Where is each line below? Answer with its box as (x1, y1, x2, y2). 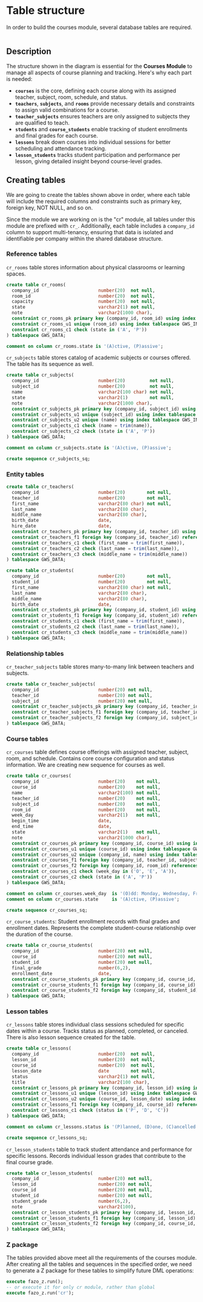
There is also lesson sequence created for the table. (6, 1034, 136, 1041)
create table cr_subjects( (6, 372, 74, 378)
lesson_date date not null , (11, 1068, 155, 1074)
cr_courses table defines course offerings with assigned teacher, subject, (6, 748, 189, 755)
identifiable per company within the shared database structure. (6, 235, 163, 242)
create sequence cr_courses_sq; (6, 907, 88, 913)
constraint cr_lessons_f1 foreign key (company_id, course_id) (11, 1102, 174, 1108)
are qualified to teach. (14, 119, 70, 126)
